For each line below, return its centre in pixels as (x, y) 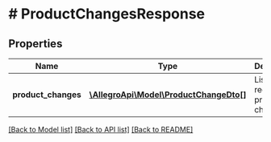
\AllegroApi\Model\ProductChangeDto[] (168, 95)
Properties (35, 44)
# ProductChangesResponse (107, 14)
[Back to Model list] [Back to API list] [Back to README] (101, 130)
